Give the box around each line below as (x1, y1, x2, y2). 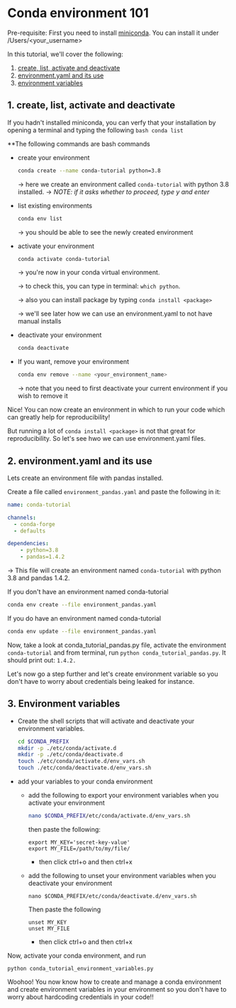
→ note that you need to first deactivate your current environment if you (17, 384, 228, 392)
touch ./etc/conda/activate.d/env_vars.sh (17, 758, 145, 765)
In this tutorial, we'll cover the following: (7, 50, 124, 58)
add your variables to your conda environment (17, 777, 153, 786)
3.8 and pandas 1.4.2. (7, 574, 70, 582)
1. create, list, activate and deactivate (7, 100, 176, 112)
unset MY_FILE (28, 925, 70, 932)
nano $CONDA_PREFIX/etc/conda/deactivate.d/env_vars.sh (28, 892, 197, 900)
